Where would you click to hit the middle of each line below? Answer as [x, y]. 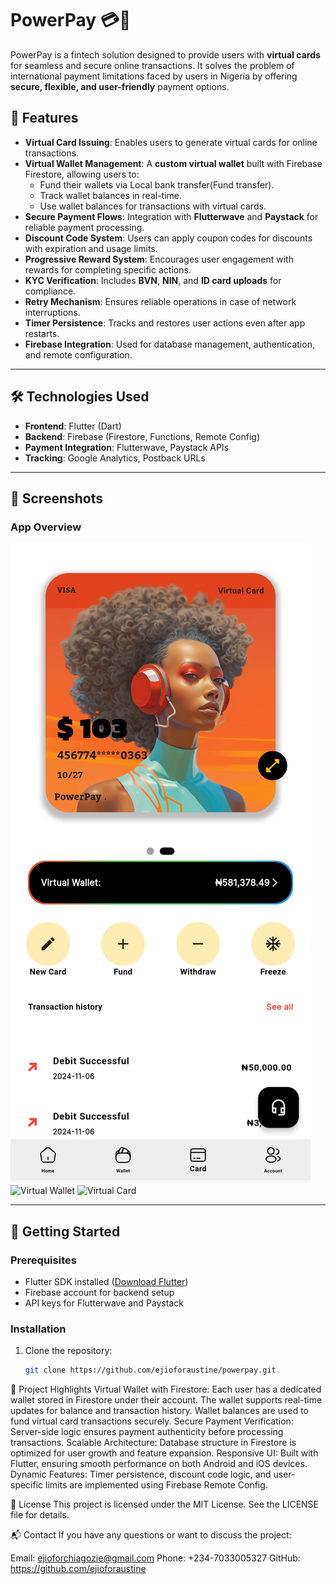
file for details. [40, 1515]
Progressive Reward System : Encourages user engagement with [159, 259]
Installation [38, 1329]
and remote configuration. [78, 354]
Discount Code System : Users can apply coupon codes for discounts [168, 238]
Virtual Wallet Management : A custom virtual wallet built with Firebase [173, 163]
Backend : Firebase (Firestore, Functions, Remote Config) [142, 436]
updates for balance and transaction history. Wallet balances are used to [160, 1411]
